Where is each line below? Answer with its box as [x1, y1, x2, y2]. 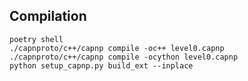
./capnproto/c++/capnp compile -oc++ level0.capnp [9, 43, 225, 53]
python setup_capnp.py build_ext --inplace [9, 60, 194, 71]
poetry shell [9, 34, 64, 44]
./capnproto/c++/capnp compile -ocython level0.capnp [9, 52, 239, 62]
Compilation [9, 8, 87, 25]
